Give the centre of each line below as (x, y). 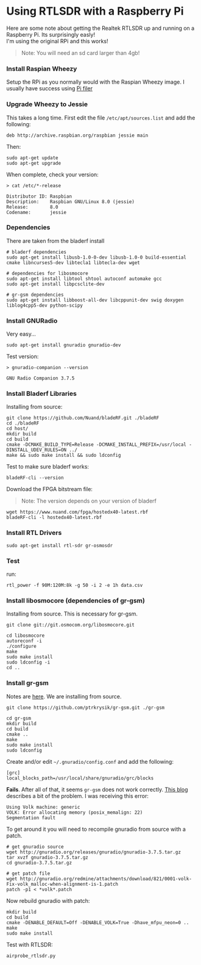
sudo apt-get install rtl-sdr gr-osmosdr (60, 545)
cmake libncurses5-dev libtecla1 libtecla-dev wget (73, 263)
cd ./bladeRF (23, 423)
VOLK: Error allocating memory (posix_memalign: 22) (75, 813)
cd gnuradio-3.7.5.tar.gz (39, 863)
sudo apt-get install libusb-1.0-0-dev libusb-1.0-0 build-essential (97, 257)
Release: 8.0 (33, 207)
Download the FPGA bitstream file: (50, 489)
